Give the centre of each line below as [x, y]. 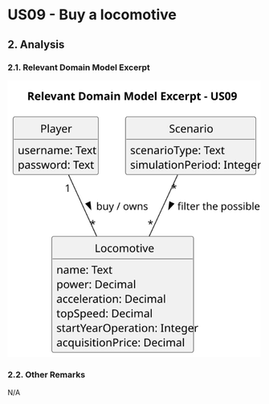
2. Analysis [36, 45]
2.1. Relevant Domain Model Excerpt [79, 67]
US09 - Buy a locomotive [92, 15]
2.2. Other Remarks [47, 375]
